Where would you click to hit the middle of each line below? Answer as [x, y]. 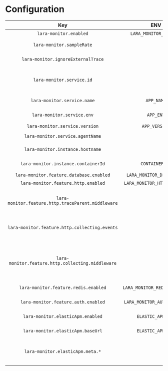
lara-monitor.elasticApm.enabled [63, 316]
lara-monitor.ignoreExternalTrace [63, 59]
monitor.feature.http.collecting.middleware [63, 263]
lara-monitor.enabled [63, 33]
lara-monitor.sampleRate [63, 45]
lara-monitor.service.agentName [63, 136]
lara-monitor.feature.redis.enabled [63, 287]
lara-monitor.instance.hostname [63, 149]
